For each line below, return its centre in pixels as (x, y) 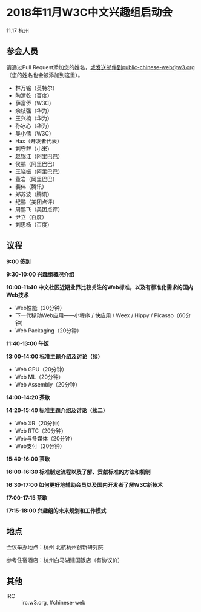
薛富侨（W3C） (35, 103)
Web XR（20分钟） (39, 423)
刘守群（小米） (34, 148)
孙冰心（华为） (34, 126)
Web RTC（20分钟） (41, 431)
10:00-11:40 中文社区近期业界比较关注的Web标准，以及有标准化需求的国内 (100, 287)
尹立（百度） (31, 217)
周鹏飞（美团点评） (39, 209)
